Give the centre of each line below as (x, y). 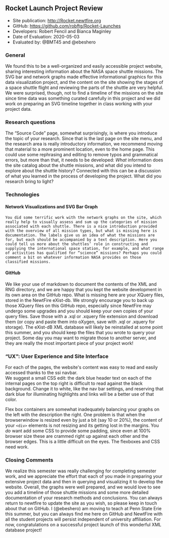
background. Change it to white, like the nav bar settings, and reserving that (85, 389)
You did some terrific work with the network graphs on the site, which (83, 217)
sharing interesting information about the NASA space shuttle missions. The (84, 72)
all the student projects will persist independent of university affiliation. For (83, 519)
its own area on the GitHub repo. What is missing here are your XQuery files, (85, 295)
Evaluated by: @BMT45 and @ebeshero (54, 42)
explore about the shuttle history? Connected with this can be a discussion (83, 171)
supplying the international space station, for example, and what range (85, 248)
